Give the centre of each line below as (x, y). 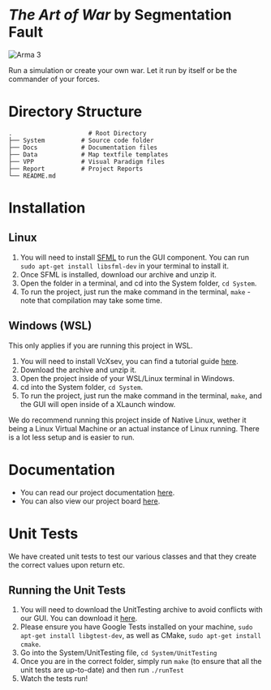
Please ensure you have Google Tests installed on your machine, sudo (136, 627)
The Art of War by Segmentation (120, 15)
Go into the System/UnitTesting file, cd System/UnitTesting (118, 653)
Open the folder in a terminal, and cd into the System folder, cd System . (138, 283)
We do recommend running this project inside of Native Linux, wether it (127, 420)
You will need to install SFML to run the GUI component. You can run (135, 257)
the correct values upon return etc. (67, 564)
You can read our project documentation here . (97, 492)
